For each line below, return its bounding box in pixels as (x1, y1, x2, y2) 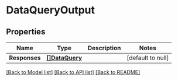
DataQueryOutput (6, 3, 95, 17)
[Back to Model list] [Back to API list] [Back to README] (6, 69, 141, 76)
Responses (9, 54, 41, 62)
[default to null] (126, 54, 169, 62)
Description (87, 44, 121, 52)
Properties (6, 27, 46, 37)
